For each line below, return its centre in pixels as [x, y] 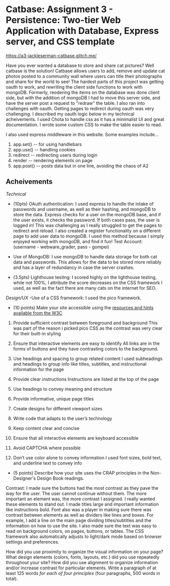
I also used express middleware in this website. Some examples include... [82, 134]
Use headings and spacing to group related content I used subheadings [88, 359]
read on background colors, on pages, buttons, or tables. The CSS [75, 531]
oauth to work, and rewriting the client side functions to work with [74, 87]
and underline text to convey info [48, 463]
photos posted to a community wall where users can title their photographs [84, 76]
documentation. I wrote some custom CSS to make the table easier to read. [84, 125]
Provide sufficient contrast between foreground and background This [85, 323]
